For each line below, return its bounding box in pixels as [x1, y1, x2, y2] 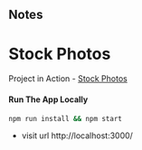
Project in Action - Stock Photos [8, 73, 128, 84]
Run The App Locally [8, 94, 89, 105]
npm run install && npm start [8, 114, 123, 123]
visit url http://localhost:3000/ [21, 130, 133, 141]
